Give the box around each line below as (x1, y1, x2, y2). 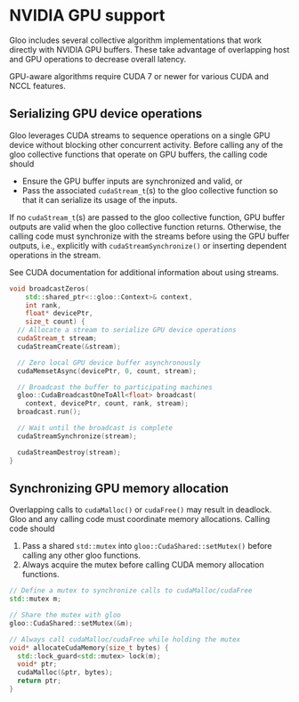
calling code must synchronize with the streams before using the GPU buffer (9, 231, 290, 241)
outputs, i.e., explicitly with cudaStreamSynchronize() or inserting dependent (9, 240, 287, 250)
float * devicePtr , (25, 309, 93, 318)
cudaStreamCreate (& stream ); (17, 342, 122, 351)
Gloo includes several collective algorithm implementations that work (9, 35, 263, 45)
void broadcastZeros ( (9, 284, 90, 293)
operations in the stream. (9, 249, 101, 260)
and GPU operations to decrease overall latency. (9, 53, 187, 64)
